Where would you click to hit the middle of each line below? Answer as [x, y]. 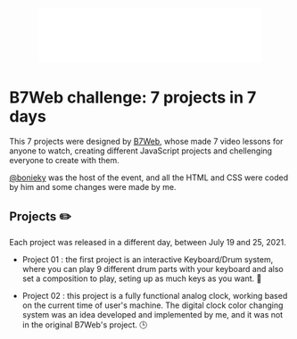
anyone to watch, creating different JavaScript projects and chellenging [141, 151]
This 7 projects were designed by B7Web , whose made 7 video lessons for [146, 142]
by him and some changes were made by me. [93, 187]
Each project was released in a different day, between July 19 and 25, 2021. [148, 242]
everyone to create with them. [64, 161]
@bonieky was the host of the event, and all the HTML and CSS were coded [149, 178]
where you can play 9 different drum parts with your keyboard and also [153, 269]
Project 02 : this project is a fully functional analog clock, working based [155, 295]
